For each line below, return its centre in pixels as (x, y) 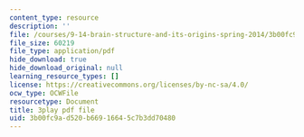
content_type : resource (54, 18)
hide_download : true (48, 59)
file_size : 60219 (42, 43)
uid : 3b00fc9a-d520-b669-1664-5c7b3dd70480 (93, 118)
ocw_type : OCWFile (44, 93)
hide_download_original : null (66, 68)
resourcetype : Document (54, 101)
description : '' (40, 26)
